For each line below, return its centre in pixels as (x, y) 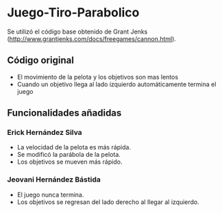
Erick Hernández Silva (45, 133)
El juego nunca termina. (50, 195)
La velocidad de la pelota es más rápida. (74, 147)
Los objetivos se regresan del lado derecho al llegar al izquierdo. (108, 202)
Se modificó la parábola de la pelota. (69, 155)
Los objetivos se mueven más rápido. (70, 162)
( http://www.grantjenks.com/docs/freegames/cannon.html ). (92, 38)
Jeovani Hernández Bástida (54, 179)
